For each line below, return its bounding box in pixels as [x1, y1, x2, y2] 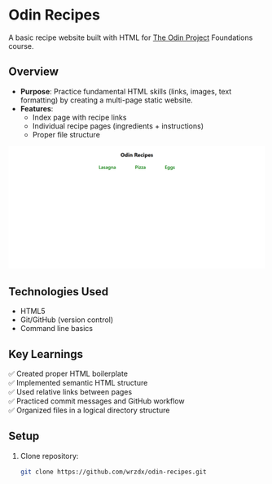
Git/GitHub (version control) [20, 315, 114, 325]
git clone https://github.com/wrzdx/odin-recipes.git [20, 468, 207, 476]
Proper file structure [32, 129, 100, 139]
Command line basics [20, 324, 94, 334]
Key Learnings [8, 347, 84, 361]
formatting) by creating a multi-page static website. [20, 95, 193, 105]
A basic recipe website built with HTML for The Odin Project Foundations [8, 33, 253, 42]
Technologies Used [8, 285, 108, 299]
